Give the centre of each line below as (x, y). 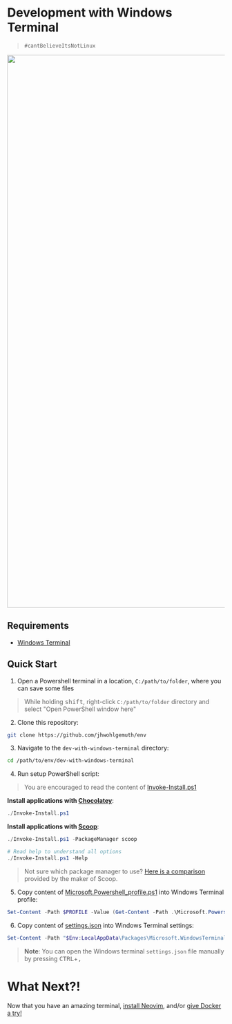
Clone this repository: (48, 722)
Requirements (38, 626)
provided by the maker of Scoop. (71, 878)
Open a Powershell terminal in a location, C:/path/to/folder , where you (119, 681)
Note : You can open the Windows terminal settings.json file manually (124, 951)
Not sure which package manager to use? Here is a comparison (115, 871)
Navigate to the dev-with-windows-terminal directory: (93, 748)
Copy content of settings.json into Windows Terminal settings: (106, 925)
